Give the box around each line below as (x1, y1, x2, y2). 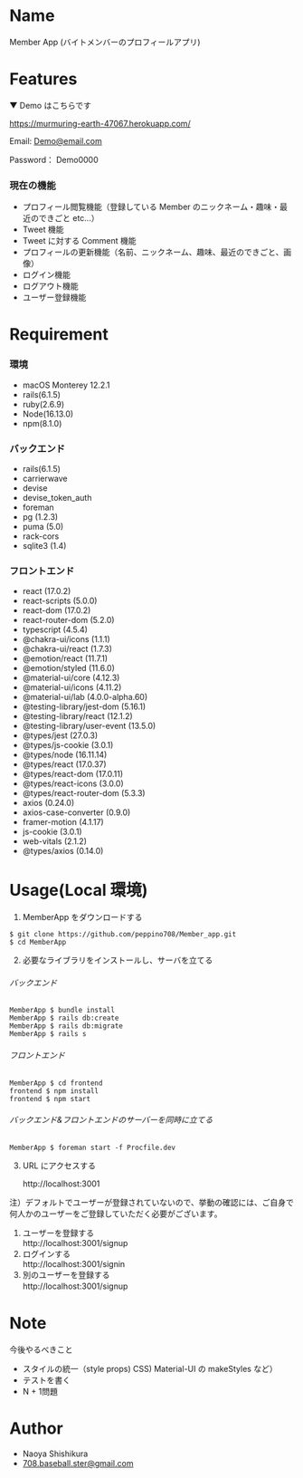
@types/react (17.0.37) (22, 759, 107, 770)
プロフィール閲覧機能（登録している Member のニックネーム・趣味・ (22, 201, 280, 213)
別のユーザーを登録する (22, 1269, 110, 1280)
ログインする (22, 1248, 71, 1259)
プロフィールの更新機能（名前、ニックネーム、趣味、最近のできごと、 (22, 246, 284, 258)
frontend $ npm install (9, 1086, 99, 1096)
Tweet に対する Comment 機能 (22, 235, 137, 246)
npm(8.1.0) (22, 417, 62, 428)
